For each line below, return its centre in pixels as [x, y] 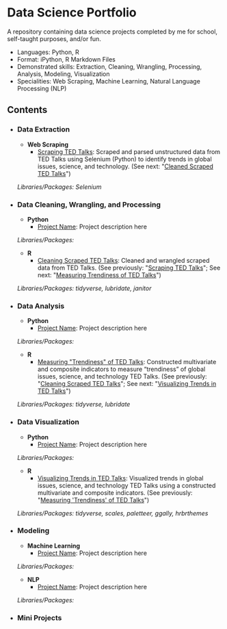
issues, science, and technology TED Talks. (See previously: [122, 376]
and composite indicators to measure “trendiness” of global [121, 369]
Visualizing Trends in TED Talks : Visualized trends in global [120, 478]
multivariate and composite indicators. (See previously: [115, 492]
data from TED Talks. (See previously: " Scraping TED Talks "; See [129, 268]
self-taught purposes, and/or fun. [54, 38]
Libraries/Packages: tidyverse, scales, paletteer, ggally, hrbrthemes [112, 513]
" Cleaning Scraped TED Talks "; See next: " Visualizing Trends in [127, 384]
